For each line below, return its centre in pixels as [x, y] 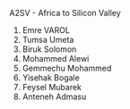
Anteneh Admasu [54, 96]
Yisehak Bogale [51, 78]
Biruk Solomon [49, 49]
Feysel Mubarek [52, 87]
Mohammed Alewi [56, 59]
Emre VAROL [46, 30]
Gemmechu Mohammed [67, 68]
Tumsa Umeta [48, 40]
